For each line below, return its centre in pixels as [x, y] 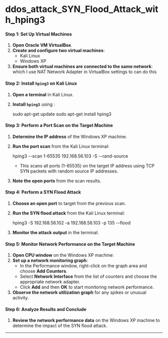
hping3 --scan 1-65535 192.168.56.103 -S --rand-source [70, 156]
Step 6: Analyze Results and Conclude [46, 309]
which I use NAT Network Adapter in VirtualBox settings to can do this [84, 72]
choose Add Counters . [43, 271]
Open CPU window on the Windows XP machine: [63, 255]
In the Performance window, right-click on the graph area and [83, 266]
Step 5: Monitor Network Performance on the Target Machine [70, 244]
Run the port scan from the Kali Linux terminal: [61, 146]
